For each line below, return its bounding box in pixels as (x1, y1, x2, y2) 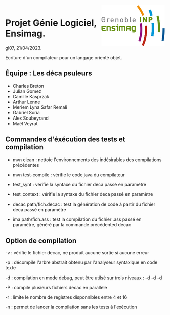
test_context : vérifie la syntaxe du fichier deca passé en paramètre (12, 191, 153, 197)
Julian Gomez (12, 88, 41, 94)
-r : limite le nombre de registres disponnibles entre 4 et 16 (5, 294, 127, 300)
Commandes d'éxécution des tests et (5, 135, 125, 144)
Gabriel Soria (12, 109, 40, 115)
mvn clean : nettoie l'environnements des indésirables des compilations (12, 156, 162, 163)
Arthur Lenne (12, 99, 40, 105)
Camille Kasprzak (12, 93, 50, 99)
